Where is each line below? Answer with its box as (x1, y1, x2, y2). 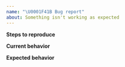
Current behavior (6, 42, 50, 50)
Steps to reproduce (6, 31, 55, 38)
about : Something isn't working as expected (6, 14, 120, 20)
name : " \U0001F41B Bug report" (6, 8, 85, 15)
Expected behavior (6, 54, 55, 61)
